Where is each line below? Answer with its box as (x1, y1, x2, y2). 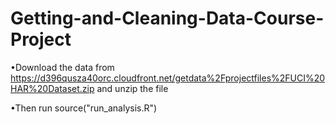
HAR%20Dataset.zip (10, 82, 95, 94)
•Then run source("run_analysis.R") (10, 102, 158, 114)
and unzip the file (96, 82, 169, 94)
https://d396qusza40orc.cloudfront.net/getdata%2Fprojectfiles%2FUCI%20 (10, 72, 326, 84)
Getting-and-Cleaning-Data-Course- (10, 7, 325, 30)
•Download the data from (10, 61, 115, 73)
